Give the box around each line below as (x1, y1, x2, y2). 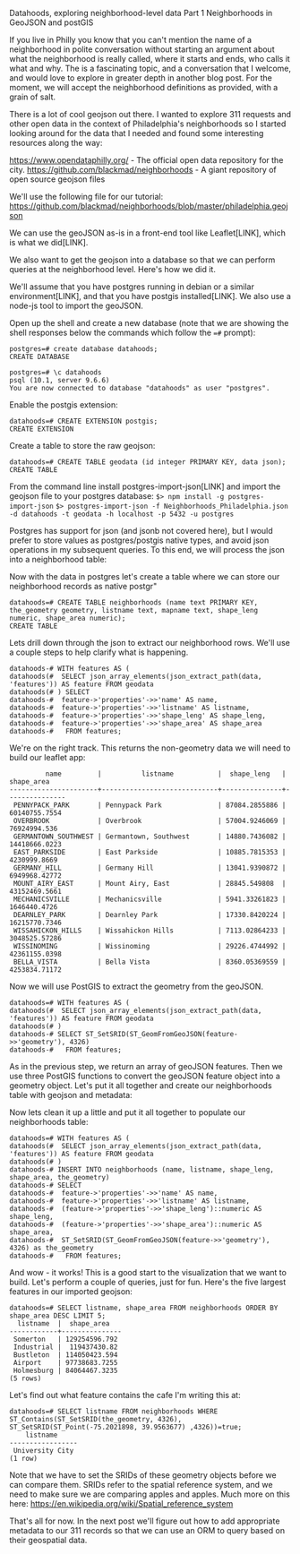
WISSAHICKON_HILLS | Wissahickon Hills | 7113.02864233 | (13, 926, 287, 935)
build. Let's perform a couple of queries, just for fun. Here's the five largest (9, 1276, 287, 1287)
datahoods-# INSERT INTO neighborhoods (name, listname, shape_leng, (9, 1165, 275, 1174)
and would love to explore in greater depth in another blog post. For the (9, 73, 273, 83)
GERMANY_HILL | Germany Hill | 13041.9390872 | (13, 863, 287, 872)
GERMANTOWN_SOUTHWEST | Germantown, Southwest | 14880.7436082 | (13, 832, 287, 841)
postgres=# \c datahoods (9, 368, 102, 377)
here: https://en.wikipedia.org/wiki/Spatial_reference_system (9, 1498, 234, 1508)
